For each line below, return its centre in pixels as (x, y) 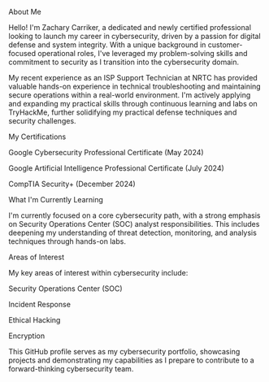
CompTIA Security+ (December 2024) (72, 184)
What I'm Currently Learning (56, 200)
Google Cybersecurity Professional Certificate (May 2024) (106, 152)
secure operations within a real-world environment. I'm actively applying (130, 95)
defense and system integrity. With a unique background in (107, 45)
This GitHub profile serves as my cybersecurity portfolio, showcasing (124, 352)
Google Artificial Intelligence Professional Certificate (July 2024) (117, 168)
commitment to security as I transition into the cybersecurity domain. (124, 62)
